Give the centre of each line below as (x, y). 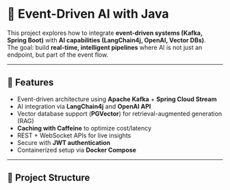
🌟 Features (30, 82)
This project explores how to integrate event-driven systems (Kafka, (105, 33)
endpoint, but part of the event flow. (58, 55)
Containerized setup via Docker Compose (77, 150)
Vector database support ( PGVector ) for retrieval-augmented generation (119, 113)
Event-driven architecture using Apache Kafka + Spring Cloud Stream (117, 99)
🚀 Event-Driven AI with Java (88, 14)
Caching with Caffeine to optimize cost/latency (84, 128)
